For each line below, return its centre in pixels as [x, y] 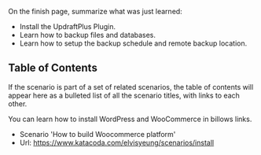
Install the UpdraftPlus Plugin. [68, 26]
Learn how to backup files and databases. [87, 35]
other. [18, 103]
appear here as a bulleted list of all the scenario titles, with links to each [124, 95]
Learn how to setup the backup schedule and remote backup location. [133, 43]
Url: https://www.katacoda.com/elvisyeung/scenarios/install [117, 142]
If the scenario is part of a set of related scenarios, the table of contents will [131, 87]
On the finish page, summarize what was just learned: [95, 11]
